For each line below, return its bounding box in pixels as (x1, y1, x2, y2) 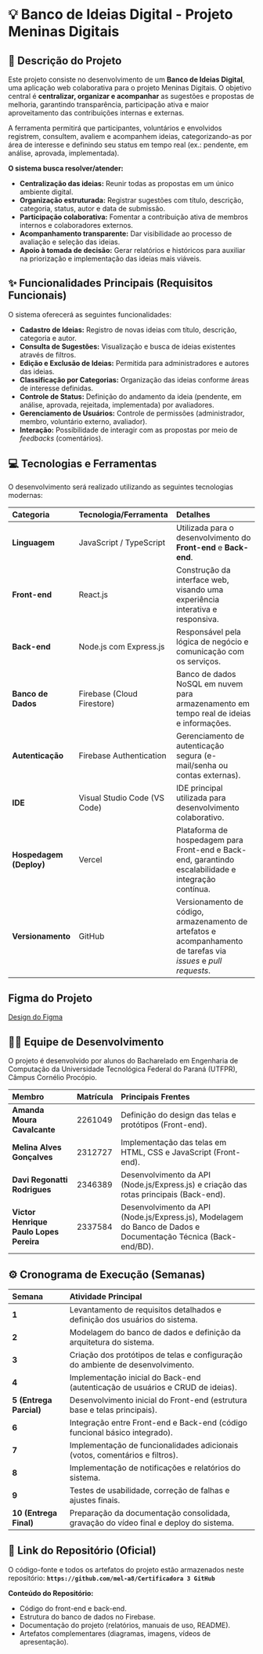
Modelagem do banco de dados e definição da (69, 1327, 241, 1338)
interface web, (175, 574, 229, 585)
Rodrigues (12, 1184, 52, 1195)
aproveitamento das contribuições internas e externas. (8, 108, 185, 117)
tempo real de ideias (175, 708, 251, 719)
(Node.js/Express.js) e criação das (121, 1180, 248, 1191)
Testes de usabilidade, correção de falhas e (69, 1485, 230, 1496)
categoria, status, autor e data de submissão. (19, 204, 166, 213)
